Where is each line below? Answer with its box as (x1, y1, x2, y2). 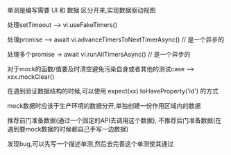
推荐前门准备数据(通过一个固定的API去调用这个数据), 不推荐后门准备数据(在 (7, 116, 222, 125)
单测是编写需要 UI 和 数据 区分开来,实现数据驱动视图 (7, 6, 156, 14)
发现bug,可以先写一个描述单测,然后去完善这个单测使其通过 (7, 140, 174, 147)
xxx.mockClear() (7, 73, 55, 81)
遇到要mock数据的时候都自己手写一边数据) (7, 125, 129, 133)
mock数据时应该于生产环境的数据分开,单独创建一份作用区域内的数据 (7, 102, 201, 109)
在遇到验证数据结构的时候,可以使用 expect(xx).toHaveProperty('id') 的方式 (7, 87, 219, 95)
